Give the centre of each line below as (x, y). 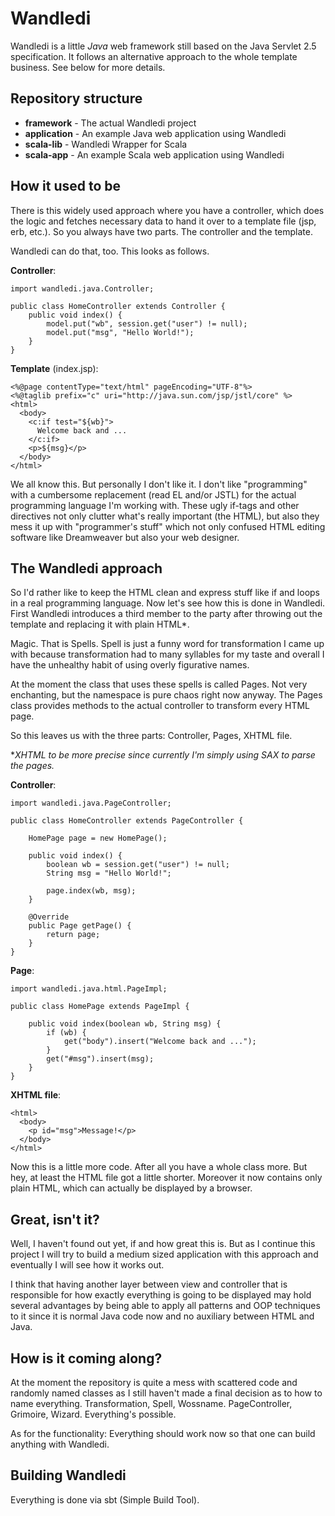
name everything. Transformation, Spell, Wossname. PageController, (151, 1403)
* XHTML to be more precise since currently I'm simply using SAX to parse (163, 755)
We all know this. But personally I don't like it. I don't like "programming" (159, 484)
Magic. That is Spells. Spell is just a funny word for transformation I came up (167, 644)
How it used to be (66, 186)
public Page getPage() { (80, 926)
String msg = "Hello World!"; (109, 873)
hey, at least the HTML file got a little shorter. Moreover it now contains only (166, 1178)
